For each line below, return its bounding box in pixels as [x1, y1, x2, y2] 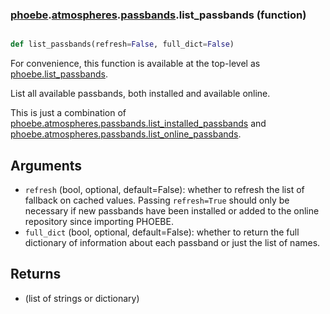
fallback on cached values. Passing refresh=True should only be [24, 194, 290, 206]
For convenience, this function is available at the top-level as [10, 58, 261, 70]
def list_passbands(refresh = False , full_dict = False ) [10, 39, 235, 50]
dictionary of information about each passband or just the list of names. [24, 236, 321, 248]
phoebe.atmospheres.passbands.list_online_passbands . [10, 128, 242, 140]
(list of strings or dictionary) [24, 292, 140, 304]
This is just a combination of [10, 107, 127, 119]
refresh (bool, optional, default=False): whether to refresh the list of [24, 183, 305, 195]
